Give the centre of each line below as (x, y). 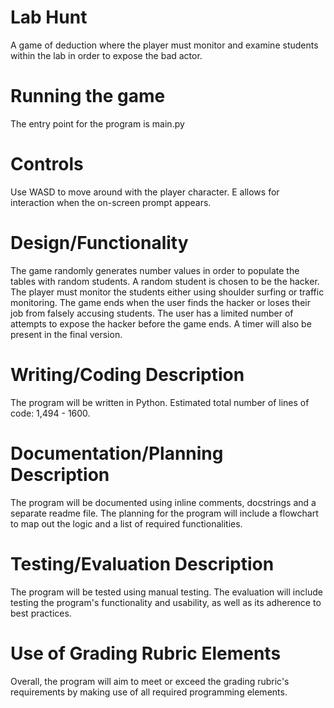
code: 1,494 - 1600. (50, 413)
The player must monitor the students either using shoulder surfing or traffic (167, 292)
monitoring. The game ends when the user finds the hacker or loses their (160, 302)
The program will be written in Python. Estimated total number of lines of (160, 402)
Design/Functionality (99, 243)
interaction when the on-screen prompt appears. (111, 202)
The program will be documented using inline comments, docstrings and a (163, 502)
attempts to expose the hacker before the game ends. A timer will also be (161, 323)
